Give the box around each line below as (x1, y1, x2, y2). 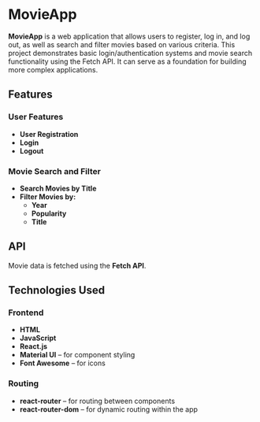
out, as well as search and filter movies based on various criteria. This (8, 39, 236, 49)
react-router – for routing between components (19, 396, 176, 405)
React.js (19, 342, 48, 351)
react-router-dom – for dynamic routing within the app (19, 404, 199, 414)
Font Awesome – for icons (19, 358, 106, 368)
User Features (8, 112, 64, 123)
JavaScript (19, 333, 57, 343)
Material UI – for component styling (19, 350, 136, 360)
